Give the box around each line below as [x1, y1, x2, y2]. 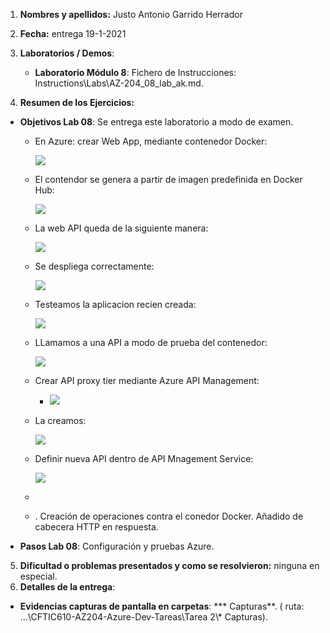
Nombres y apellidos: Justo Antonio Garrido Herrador [19, 9, 243, 20]
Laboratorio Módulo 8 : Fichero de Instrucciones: [34, 67, 237, 78]
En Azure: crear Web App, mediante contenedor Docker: [34, 135, 268, 147]
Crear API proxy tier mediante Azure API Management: [34, 375, 260, 386]
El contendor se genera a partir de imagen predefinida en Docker [34, 174, 303, 185]
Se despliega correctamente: [34, 260, 155, 272]
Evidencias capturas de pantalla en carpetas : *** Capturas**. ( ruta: [19, 600, 305, 612]
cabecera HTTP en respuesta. [34, 521, 159, 533]
